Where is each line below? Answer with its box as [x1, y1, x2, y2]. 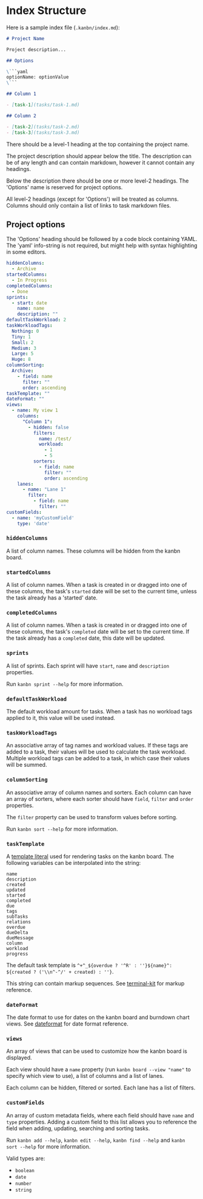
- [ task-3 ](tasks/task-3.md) [6, 129, 80, 136]
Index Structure [6, 4, 87, 18]
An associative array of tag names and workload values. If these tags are [6, 742, 188, 749]
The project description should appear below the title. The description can [6, 152, 192, 159]
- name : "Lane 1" [22, 486, 67, 493]
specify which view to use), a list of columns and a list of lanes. [6, 1072, 164, 1080]
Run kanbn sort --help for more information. [6, 825, 118, 833]
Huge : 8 [12, 357, 32, 363]
